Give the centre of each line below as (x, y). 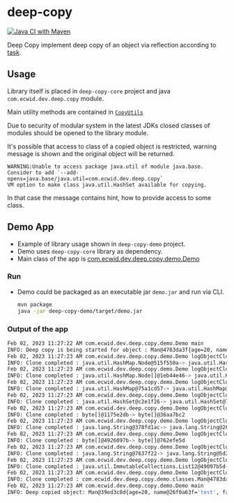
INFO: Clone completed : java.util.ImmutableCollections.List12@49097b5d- (118, 466)
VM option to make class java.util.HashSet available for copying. (107, 185)
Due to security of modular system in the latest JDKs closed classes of (109, 125)
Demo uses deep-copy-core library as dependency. (90, 251)
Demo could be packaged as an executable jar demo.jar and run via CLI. (120, 292)
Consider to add (31, 172)
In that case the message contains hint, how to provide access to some (109, 198)
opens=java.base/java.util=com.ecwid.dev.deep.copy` (85, 178)
